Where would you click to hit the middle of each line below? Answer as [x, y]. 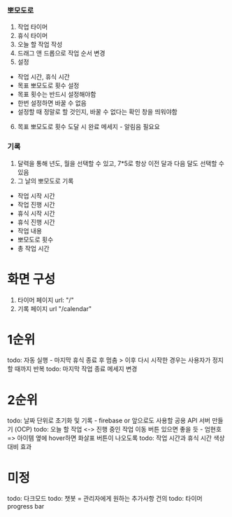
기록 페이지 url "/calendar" [55, 308]
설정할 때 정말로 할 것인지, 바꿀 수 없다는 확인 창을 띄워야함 [97, 112]
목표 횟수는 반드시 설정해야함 [57, 95]
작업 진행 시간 [36, 205]
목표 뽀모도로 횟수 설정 [48, 85]
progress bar [26, 506]
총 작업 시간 [34, 248]
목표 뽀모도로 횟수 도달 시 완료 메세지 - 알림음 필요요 [89, 127]
